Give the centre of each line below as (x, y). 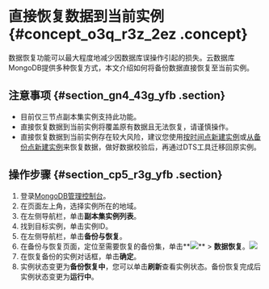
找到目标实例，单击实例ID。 (66, 226)
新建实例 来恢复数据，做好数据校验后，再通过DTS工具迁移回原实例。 (147, 147)
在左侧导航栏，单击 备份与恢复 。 (73, 236)
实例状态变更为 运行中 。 (59, 276)
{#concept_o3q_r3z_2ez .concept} (128, 34)
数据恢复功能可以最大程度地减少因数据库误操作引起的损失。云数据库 (122, 57)
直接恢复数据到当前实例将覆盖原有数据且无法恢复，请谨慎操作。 (126, 127)
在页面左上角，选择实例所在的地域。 (80, 206)
